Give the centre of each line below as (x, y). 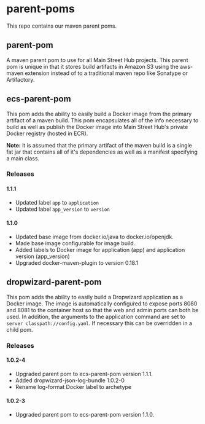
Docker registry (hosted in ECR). (47, 133)
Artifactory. (21, 79)
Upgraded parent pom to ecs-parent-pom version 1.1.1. (84, 374)
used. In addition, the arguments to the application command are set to (96, 316)
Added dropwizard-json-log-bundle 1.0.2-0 (70, 380)
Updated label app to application (57, 202)
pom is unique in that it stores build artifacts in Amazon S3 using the (93, 66)
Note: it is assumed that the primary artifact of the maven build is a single (99, 145)
